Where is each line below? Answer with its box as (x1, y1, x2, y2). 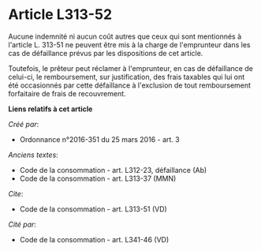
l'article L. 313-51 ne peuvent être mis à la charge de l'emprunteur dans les (8, 39, 251, 49)
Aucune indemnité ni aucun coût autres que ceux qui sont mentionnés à (8, 32, 242, 41)
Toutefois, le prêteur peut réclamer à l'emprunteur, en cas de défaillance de (8, 63, 254, 73)
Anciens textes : (8, 150, 59, 159)
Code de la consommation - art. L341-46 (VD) (19, 234, 170, 244)
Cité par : (8, 219, 37, 229)
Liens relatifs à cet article (8, 104, 93, 114)
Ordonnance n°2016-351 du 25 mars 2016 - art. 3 (19, 134, 180, 144)
